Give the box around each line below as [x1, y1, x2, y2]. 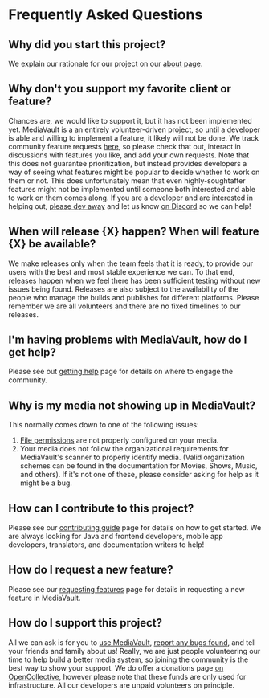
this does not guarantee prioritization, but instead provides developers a [8, 158, 247, 168]
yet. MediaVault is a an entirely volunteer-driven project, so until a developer [8, 124, 261, 134]
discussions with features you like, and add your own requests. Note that [8, 150, 250, 160]
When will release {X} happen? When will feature [8, 225, 259, 239]
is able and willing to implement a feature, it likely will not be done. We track [8, 133, 259, 142]
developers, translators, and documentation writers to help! [8, 540, 205, 549]
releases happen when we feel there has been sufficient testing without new [8, 276, 261, 285]
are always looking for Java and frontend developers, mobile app [8, 532, 223, 541]
